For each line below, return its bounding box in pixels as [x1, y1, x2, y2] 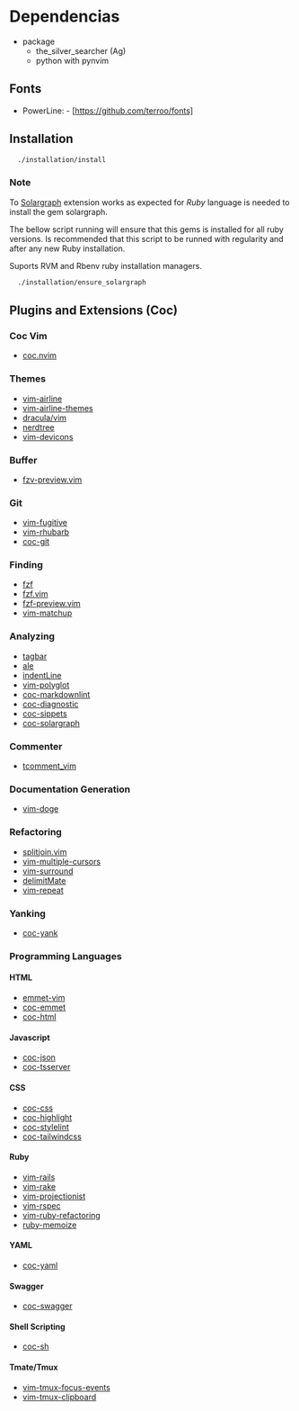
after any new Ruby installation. [9, 243, 126, 254]
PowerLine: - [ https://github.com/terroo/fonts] [22, 105, 194, 116]
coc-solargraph [22, 717, 81, 728]
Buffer [9, 454, 38, 466]
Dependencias [9, 6, 120, 27]
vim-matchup [22, 607, 73, 618]
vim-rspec [22, 1200, 61, 1211]
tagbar [22, 651, 48, 661]
